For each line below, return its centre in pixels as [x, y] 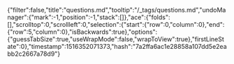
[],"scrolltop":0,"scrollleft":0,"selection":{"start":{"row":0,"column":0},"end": [116, 24]
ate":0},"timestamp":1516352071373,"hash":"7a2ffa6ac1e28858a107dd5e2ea [117, 46]
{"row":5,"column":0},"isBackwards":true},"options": [82, 32]
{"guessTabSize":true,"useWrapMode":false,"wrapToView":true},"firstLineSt [116, 39]
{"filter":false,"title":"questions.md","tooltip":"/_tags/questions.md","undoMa [117, 10]
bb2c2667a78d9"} [34, 54]
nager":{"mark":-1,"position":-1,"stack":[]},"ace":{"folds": [89, 17]
